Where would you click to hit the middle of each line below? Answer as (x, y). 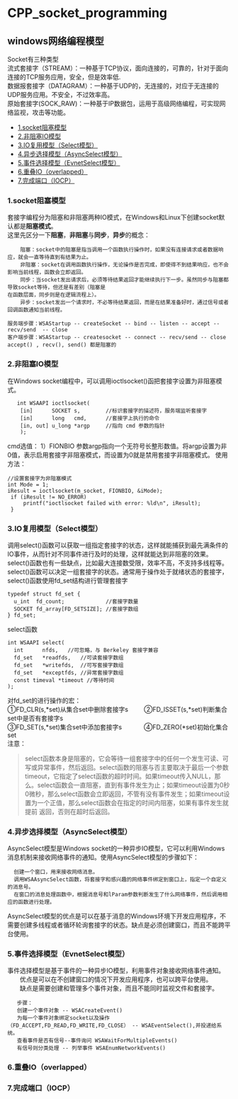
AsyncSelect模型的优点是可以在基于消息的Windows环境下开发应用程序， (114, 916)
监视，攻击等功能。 (41, 112)
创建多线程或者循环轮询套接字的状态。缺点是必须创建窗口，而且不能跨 (122, 925)
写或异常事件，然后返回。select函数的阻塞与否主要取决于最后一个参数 (126, 767)
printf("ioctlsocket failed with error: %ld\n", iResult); (112, 503)
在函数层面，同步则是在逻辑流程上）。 (54, 295)
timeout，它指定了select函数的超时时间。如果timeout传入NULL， (119, 776)
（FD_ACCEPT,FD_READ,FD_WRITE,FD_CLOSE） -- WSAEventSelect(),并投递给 (112, 1026)
